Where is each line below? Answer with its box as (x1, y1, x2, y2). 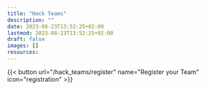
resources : (7, 49, 39, 56)
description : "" (7, 17, 54, 24)
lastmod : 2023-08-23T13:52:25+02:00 (7, 29, 113, 37)
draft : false (7, 36, 45, 43)
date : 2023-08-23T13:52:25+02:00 (7, 23, 104, 30)
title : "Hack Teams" (7, 10, 68, 17)
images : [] (7, 42, 39, 49)
